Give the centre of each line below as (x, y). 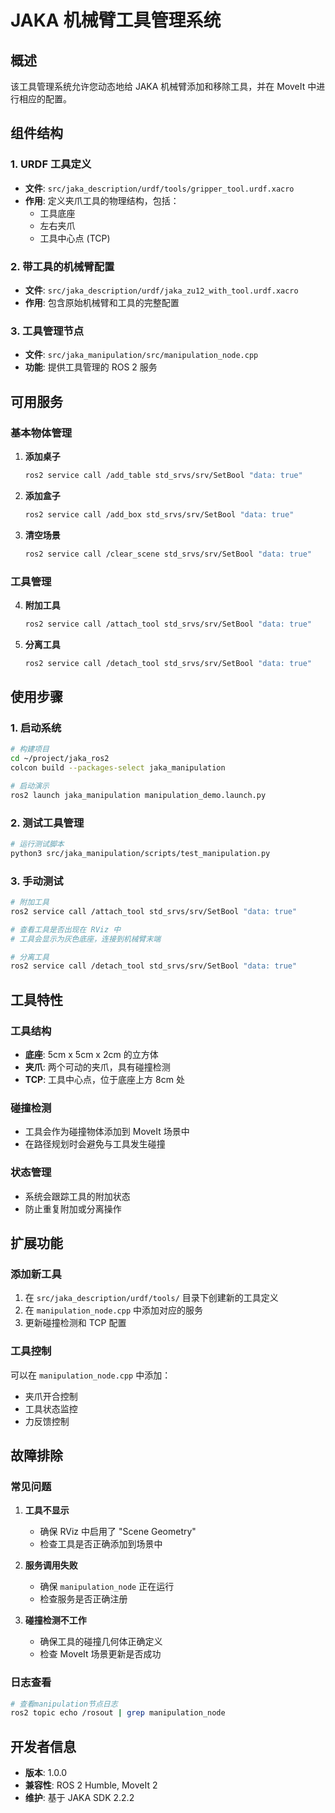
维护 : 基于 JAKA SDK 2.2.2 (79, 1798)
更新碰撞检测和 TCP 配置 (75, 1323)
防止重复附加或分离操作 (73, 1208)
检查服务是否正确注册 (83, 1599)
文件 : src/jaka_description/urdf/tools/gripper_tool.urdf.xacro (159, 188)
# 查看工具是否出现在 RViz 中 (66, 929)
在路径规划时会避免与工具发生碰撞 (95, 1144)
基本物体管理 (41, 433)
